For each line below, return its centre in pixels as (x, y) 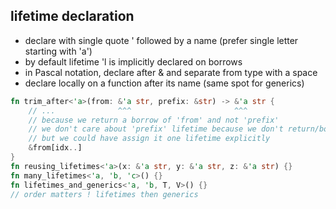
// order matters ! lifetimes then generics (104, 194)
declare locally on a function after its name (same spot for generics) (164, 83)
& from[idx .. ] (55, 148)
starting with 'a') (58, 51)
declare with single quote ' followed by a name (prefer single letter (161, 40)
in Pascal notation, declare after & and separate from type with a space (171, 72)
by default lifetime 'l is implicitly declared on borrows (133, 61)
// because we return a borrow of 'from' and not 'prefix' (154, 120)
